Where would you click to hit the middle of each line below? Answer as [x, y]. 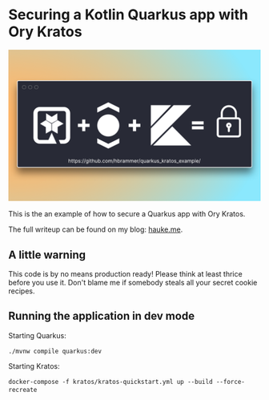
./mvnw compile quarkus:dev [55, 351]
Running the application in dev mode [101, 316]
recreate [23, 390]
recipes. [22, 291]
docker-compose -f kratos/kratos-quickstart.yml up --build [111, 382]
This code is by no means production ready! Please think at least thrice [125, 273]
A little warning [47, 255]
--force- [231, 382]
